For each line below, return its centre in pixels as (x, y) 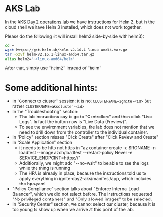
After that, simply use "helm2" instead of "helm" (53, 68)
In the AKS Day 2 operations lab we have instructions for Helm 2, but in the (80, 22)
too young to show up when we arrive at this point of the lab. (73, 210)
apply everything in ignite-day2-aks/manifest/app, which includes (85, 179)
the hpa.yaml (32, 184)
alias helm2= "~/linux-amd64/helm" (40, 59)
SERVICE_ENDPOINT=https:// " (50, 158)
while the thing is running (45, 168)
